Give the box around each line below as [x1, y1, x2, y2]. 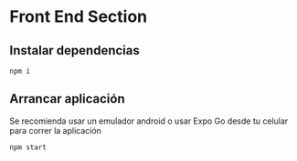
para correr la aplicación [9, 125, 102, 136]
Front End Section [9, 6, 148, 27]
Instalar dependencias [9, 43, 140, 58]
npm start [9, 143, 48, 152]
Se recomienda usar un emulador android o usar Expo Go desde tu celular [9, 116, 289, 126]
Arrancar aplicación [9, 91, 125, 106]
